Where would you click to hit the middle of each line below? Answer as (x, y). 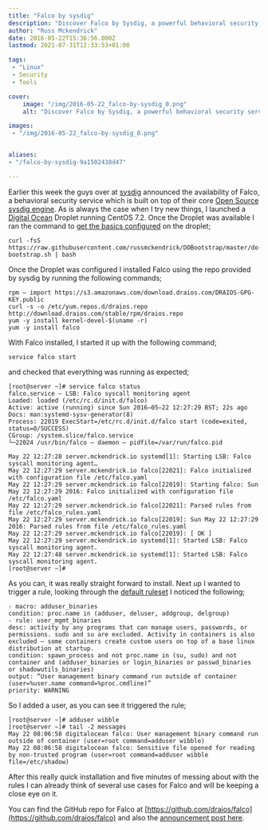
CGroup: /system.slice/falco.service (71, 435)
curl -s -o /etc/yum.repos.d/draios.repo (78, 306)
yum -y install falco (44, 327)
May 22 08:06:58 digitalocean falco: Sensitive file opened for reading (132, 748)
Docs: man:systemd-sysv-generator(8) (71, 414)
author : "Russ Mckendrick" (53, 30)
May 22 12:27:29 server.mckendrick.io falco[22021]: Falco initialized (130, 470)
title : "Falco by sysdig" (51, 16)
